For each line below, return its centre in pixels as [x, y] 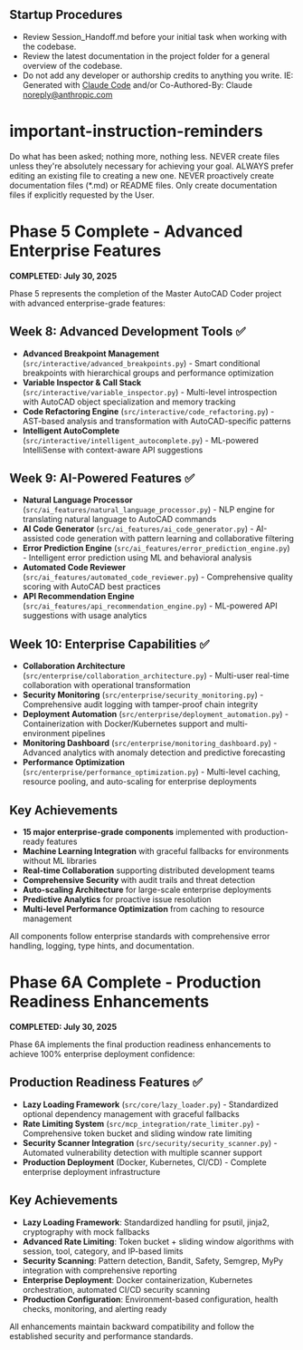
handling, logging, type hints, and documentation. [102, 946]
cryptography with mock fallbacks [86, 1231]
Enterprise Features [85, 251]
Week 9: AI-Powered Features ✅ [102, 478]
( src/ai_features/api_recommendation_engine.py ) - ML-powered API [150, 606]
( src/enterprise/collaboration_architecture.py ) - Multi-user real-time [156, 675]
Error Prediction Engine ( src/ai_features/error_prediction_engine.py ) [156, 549]
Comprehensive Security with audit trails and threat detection [139, 879]
